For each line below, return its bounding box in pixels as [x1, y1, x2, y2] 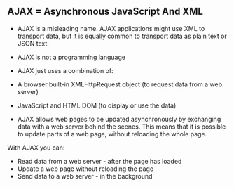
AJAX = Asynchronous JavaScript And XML [7, 6, 203, 18]
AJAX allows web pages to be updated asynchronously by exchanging [17, 115, 221, 123]
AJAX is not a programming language [17, 53, 126, 61]
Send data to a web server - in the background [17, 172, 153, 180]
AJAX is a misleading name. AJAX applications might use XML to [17, 24, 205, 32]
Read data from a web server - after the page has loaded [17, 157, 182, 165]
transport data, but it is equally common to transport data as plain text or [17, 32, 228, 40]
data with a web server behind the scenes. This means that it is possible [17, 122, 226, 131]
